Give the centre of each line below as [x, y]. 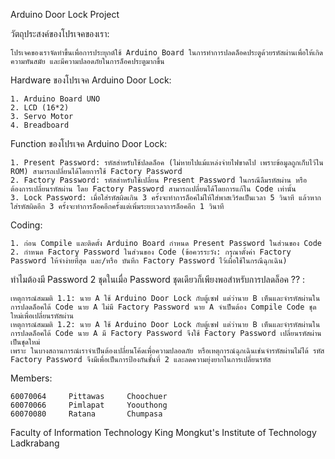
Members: [31, 378]
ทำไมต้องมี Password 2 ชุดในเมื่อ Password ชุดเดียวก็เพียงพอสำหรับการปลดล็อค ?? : [158, 279]
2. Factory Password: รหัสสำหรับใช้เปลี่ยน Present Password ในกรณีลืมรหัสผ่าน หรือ [159, 180]
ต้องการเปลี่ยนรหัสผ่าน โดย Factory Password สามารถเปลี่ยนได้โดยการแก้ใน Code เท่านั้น [153, 189]
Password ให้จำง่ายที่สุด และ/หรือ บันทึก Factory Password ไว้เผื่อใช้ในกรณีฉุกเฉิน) [149, 261]
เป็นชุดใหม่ [25, 342]
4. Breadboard [40, 125]
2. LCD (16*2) [40, 108]
